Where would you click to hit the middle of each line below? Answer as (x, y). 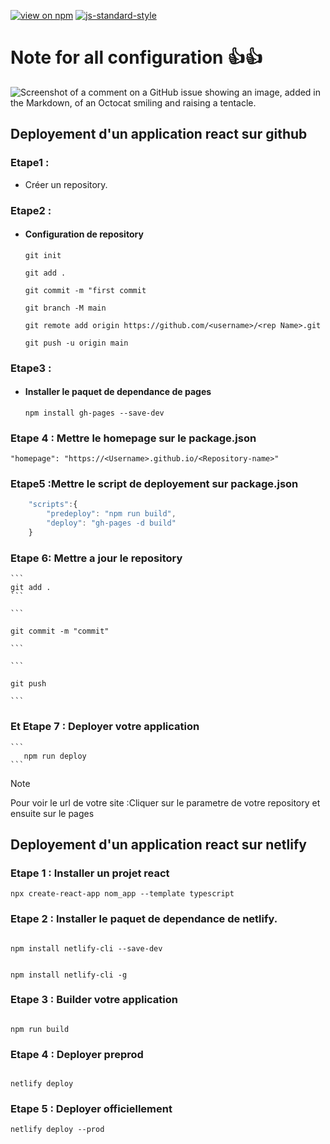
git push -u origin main (76, 343)
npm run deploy (55, 756)
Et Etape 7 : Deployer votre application (105, 727)
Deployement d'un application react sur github (159, 134)
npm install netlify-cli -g (69, 975)
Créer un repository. (66, 184)
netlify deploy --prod (57, 1130)
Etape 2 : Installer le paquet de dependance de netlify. (144, 919)
